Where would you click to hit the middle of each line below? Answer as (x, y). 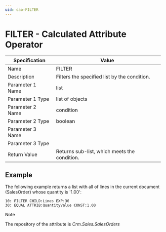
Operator (24, 44)
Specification (29, 60)
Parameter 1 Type (28, 99)
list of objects (72, 99)
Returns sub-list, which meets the (95, 151)
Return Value (22, 155)
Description (21, 77)
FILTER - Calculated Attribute (66, 34)
